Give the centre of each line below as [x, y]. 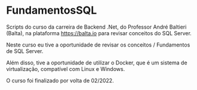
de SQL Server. [25, 51]
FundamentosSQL [52, 10]
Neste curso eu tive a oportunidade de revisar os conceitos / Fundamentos [98, 45]
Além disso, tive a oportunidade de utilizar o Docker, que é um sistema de [97, 63]
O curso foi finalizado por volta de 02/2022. [60, 80]
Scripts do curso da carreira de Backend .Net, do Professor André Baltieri [96, 27]
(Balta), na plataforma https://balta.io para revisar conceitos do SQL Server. [99, 33]
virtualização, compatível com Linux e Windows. [66, 69]
